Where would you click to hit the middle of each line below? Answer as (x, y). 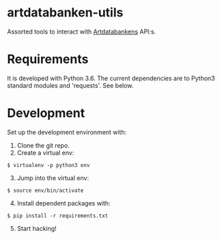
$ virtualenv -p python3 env (48, 165)
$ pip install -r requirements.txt (58, 216)
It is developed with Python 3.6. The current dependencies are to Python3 (111, 78)
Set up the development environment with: (67, 132)
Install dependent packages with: (64, 203)
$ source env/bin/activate (45, 190)
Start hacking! (37, 228)
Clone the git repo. (43, 145)
